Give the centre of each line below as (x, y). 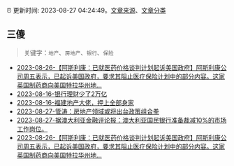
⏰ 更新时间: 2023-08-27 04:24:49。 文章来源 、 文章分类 (86, 10)
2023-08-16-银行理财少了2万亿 (62, 94)
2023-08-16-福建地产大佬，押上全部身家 (75, 102)
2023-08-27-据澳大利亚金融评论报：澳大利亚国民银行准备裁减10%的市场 (122, 120)
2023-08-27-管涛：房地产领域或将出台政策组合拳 (88, 111)
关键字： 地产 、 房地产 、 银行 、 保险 (68, 53)
